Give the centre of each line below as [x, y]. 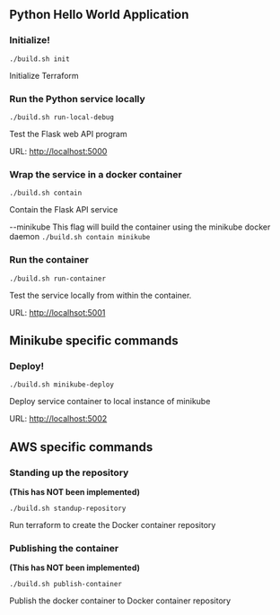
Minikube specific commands [94, 340]
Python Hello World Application [99, 15]
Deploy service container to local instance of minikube [110, 402]
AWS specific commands [81, 447]
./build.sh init [39, 59]
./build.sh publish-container [66, 585]
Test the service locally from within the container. [101, 295]
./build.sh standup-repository [68, 508]
